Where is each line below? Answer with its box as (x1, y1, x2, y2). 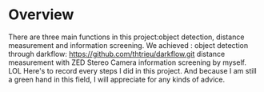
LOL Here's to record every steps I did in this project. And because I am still (8, 66, 258, 75)
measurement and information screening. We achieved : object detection (8, 40, 249, 50)
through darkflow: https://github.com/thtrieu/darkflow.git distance (8, 49, 226, 58)
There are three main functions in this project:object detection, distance (8, 32, 245, 42)
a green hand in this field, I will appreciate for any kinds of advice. (8, 74, 226, 84)
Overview (8, 6, 74, 24)
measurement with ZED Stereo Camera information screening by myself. (8, 58, 246, 67)
